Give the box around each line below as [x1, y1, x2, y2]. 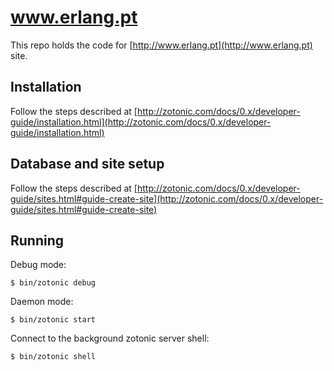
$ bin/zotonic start [10, 315, 97, 325]
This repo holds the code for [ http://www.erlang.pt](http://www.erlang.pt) [10, 39, 313, 51]
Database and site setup [10, 156, 165, 173]
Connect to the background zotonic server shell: [10, 332, 210, 345]
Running [10, 232, 65, 249]
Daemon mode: [10, 296, 74, 308]
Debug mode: [10, 259, 67, 271]
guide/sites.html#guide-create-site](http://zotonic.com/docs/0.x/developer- [10, 192, 324, 205]
